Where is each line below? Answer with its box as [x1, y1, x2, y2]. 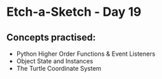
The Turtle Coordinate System [16, 65, 102, 72]
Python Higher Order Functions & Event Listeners [16, 49, 156, 58]
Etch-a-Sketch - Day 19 [6, 4, 141, 20]
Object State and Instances [16, 57, 93, 65]
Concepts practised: [6, 32, 96, 43]
